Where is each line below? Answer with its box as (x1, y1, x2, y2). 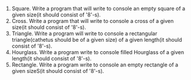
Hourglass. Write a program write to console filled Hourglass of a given (11, 49, 185, 55)
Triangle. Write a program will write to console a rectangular (11, 30, 157, 37)
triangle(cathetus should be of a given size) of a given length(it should (11, 36, 182, 43)
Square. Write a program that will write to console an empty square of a (11, 5, 186, 12)
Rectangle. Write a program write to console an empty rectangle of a (11, 61, 179, 68)
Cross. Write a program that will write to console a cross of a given (11, 18, 174, 24)
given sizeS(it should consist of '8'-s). (11, 68, 104, 74)
